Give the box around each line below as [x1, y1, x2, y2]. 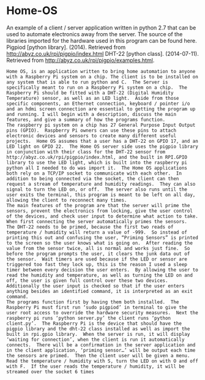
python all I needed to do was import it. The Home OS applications [6, 165, 188, 171]
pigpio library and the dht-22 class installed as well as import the [6, 325, 190, 332]
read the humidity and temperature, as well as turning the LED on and [6, 272, 193, 278]
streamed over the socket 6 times [6, 368, 95, 374]
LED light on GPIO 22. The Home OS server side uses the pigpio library [6, 143, 199, 150]
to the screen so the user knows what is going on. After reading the [6, 240, 193, 246]
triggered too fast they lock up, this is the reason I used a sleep [6, 261, 188, 267]
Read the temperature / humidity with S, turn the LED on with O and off [6, 358, 199, 364]
